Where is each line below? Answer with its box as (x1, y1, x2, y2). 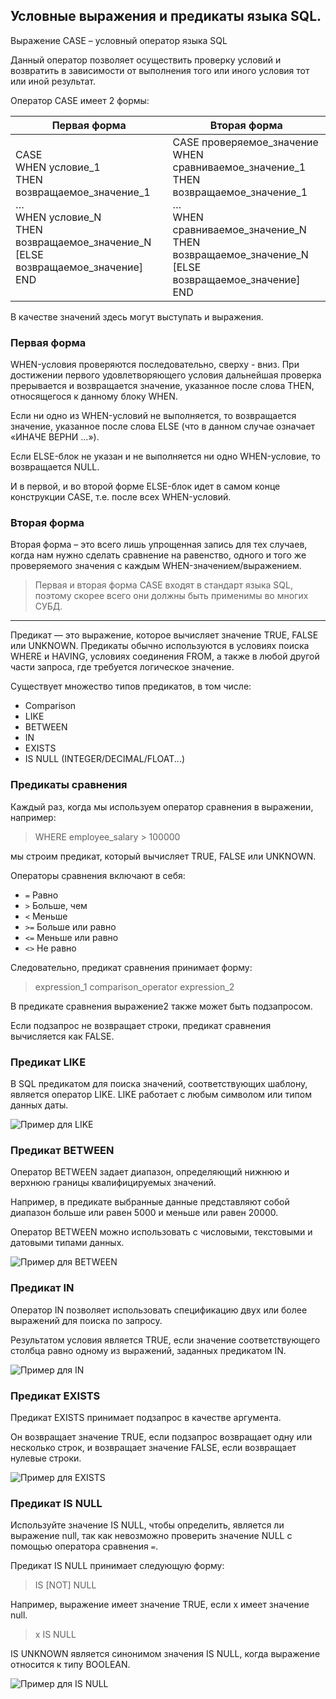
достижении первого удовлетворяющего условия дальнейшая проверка (10, 369, 322, 381)
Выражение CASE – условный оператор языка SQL (10, 34, 228, 46)
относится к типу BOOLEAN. (10, 1659, 131, 1671)
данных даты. (10, 1099, 69, 1111)
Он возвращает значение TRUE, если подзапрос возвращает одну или (10, 1430, 313, 1443)
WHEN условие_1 (15, 160, 101, 174)
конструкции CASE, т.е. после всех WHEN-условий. (10, 491, 232, 503)
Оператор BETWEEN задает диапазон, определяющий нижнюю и (10, 1166, 290, 1178)
